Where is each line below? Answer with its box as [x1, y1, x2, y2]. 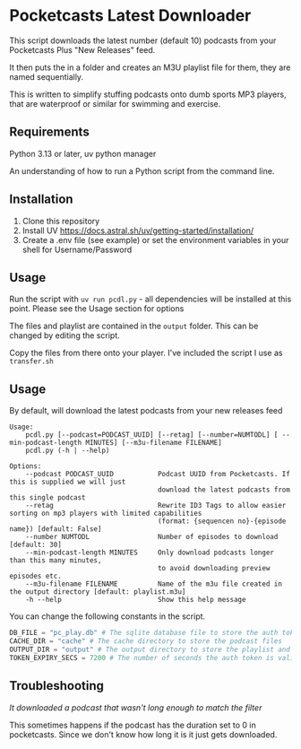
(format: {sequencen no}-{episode [157, 517, 287, 526]
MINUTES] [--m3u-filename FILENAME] [85, 439, 222, 448]
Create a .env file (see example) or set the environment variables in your [21, 234, 289, 245]
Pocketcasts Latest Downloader [9, 5, 252, 26]
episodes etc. [9, 571, 63, 581]
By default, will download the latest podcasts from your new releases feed [9, 405, 283, 416]
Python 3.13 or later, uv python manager [9, 148, 157, 159]
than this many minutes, [9, 556, 102, 565]
